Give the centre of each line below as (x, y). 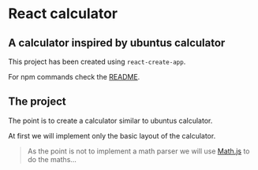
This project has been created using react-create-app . (97, 61)
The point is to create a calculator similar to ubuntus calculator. (110, 120)
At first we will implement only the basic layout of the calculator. (112, 135)
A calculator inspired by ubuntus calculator (117, 43)
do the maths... (52, 159)
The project (37, 102)
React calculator (63, 14)
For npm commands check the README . (74, 77)
